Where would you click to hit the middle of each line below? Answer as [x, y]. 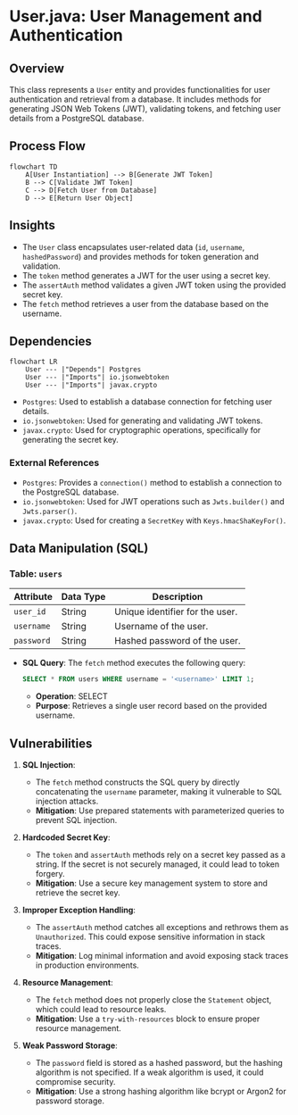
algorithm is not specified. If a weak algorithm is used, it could [149, 1072]
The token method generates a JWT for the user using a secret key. [146, 275]
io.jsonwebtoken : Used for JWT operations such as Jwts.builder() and [153, 501]
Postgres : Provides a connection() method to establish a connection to [152, 482]
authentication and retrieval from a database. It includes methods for [135, 99]
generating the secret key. [70, 440]
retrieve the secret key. [78, 893]
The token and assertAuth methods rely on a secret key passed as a [160, 855]
